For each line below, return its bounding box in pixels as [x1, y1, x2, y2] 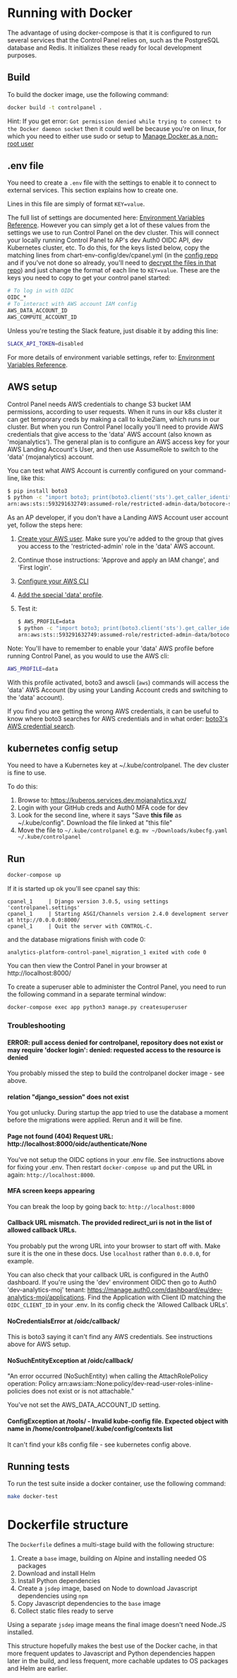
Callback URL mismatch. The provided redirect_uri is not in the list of [7, 1219, 212, 1227]
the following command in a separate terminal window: [7, 990, 166, 999]
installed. [7, 1628, 34, 1636]
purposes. [7, 51, 37, 59]
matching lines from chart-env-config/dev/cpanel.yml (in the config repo [7, 251, 219, 260]
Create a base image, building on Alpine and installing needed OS [17, 1554, 207, 1563]
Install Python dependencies [17, 1577, 101, 1585]
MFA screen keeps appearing [7, 1187, 95, 1195]
